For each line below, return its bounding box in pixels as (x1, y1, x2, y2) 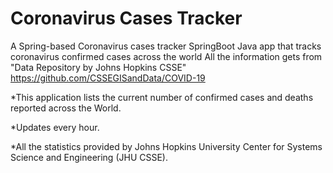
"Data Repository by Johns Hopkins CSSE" (10, 61, 187, 73)
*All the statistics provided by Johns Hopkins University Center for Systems (10, 140, 323, 152)
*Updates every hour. (10, 121, 100, 133)
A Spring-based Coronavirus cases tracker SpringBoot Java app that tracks (10, 40, 322, 52)
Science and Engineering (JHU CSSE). (10, 151, 168, 163)
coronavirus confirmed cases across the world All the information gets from (10, 50, 323, 62)
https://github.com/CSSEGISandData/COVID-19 (10, 72, 206, 84)
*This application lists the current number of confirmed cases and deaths (10, 91, 314, 103)
